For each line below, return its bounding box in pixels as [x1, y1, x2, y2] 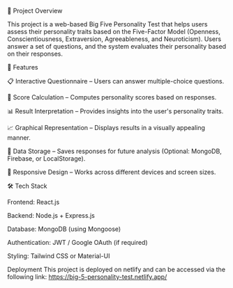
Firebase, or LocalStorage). [7, 154, 86, 163]
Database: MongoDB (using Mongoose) [7, 225, 121, 233]
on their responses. [7, 49, 63, 58]
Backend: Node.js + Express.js [7, 211, 96, 219]
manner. [7, 134, 31, 142]
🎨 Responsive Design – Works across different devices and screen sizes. [7, 168, 216, 176]
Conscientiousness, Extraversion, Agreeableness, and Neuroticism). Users [7, 35, 222, 43]
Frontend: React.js [7, 198, 60, 206]
